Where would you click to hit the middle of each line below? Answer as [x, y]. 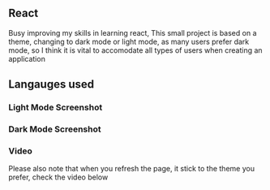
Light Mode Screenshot [56, 107]
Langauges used [51, 84]
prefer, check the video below [58, 177]
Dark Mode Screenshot [55, 129]
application [27, 58]
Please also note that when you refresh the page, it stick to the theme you [132, 169]
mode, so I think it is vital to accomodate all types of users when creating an [135, 50]
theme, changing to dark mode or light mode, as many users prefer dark [129, 41]
